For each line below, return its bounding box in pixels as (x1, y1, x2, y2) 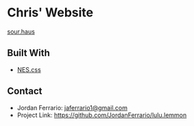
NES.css (16, 65, 41, 73)
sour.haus (7, 27, 36, 36)
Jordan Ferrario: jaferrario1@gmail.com (16, 103, 128, 112)
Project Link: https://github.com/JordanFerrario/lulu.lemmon (16, 111, 187, 119)
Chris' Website (7, 5, 94, 21)
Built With (7, 47, 50, 59)
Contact (7, 86, 43, 97)
